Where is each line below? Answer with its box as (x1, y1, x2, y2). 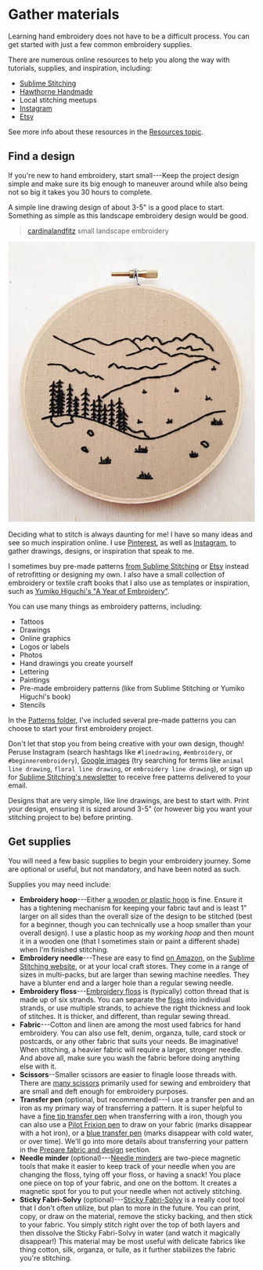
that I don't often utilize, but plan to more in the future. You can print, (19, 1203, 241, 1213)
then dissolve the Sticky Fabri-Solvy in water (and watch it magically (19, 1228, 240, 1237)
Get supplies (8, 835, 71, 849)
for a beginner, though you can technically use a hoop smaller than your (19, 919, 252, 929)
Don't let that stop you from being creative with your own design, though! (8, 739, 245, 748)
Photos (19, 650, 43, 660)
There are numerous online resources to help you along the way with (8, 55, 230, 64)
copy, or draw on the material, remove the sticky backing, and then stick (19, 1211, 253, 1221)
